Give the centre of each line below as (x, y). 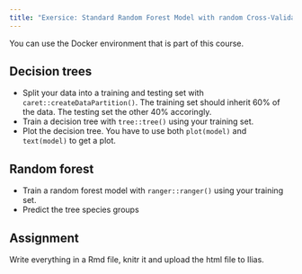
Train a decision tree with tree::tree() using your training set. (138, 121)
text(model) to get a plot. (69, 141)
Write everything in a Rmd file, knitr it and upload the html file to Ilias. (137, 260)
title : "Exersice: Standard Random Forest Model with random (126, 18)
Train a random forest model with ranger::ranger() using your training (153, 190)
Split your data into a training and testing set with (113, 93)
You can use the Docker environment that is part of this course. (127, 43)
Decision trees (51, 71)
